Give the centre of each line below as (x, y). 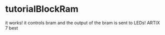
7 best (12, 28)
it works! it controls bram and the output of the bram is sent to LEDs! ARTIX (82, 23)
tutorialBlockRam (42, 9)
